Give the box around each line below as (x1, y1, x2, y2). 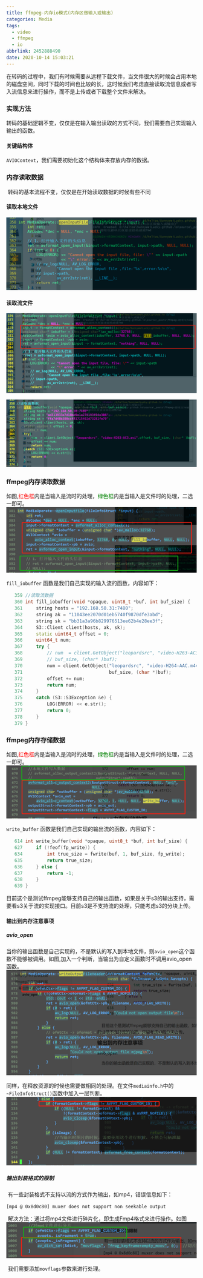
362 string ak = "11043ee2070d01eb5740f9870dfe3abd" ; (14, 611, 164, 617)
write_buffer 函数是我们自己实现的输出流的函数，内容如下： (6, 825, 157, 833)
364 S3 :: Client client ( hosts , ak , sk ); (14, 624, 126, 630)
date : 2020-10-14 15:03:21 (6, 55, 74, 61)
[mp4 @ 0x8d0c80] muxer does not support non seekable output (6, 1203, 166, 1210)
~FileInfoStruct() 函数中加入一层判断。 (6, 1090, 106, 1097)
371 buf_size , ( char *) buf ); (14, 669, 172, 675)
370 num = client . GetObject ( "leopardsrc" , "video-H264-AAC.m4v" (14, 662, 201, 669)
